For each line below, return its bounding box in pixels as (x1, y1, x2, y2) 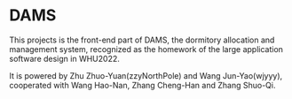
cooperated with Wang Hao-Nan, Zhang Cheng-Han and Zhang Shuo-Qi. (9, 80, 276, 90)
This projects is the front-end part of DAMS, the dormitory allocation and (9, 34, 275, 45)
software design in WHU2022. (9, 53, 120, 64)
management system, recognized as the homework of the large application (9, 43, 284, 54)
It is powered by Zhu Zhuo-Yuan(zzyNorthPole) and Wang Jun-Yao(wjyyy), (9, 70, 283, 80)
